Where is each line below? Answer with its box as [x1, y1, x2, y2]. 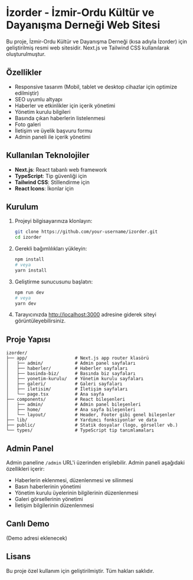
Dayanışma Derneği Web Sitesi [6, 18, 161, 32]
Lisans [6, 552, 31, 562]
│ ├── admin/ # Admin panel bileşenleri [6, 401, 142, 408]
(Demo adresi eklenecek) [6, 534, 68, 542]
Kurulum [6, 202, 39, 212]
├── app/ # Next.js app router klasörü [6, 355, 149, 361]
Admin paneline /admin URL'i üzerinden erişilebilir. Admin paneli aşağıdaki [6, 459, 185, 466]
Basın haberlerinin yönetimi [14, 483, 81, 490]
